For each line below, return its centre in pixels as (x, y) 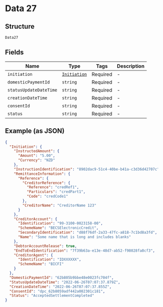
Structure (20, 26)
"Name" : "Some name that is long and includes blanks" (74, 237)
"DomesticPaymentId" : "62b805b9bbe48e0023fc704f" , (62, 277)
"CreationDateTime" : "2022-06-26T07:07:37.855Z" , (60, 287)
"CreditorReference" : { (46, 183)
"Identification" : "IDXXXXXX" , (49, 260)
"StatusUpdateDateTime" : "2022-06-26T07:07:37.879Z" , (65, 282)
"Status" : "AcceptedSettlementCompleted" (52, 296)
